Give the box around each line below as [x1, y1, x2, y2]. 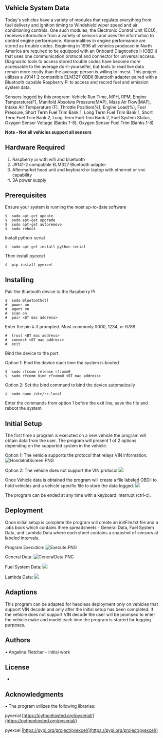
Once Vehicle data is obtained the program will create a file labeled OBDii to [5, 477, 157, 483]
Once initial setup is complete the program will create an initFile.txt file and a [5, 519, 158, 525]
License [5, 663, 30, 671]
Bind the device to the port [5, 350, 58, 356]
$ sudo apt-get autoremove [5, 222, 62, 227]
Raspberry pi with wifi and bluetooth [12, 156, 85, 162]
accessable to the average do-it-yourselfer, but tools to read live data [5, 63, 145, 69]
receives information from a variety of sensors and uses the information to [5, 32, 154, 38]
